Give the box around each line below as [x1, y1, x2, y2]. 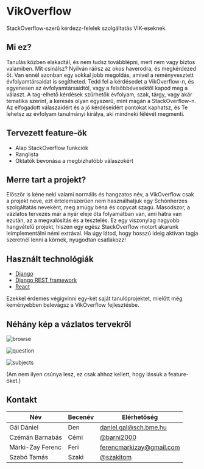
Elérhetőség [121, 413, 158, 421]
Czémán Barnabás [9, 433, 62, 442]
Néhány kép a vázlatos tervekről [6, 319, 132, 329]
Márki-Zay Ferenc [9, 443, 62, 451]
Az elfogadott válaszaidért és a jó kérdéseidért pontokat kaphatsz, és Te [6, 104, 188, 111]
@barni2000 [99, 433, 137, 442]
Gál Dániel [9, 423, 39, 431]
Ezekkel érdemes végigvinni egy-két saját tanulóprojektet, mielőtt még [6, 295, 183, 303]
